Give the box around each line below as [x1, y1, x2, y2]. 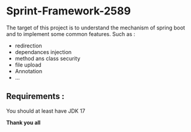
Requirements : [6, 91, 65, 101]
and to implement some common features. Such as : [6, 30, 136, 37]
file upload [14, 61, 42, 68]
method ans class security [14, 55, 80, 62]
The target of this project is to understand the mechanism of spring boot [6, 24, 185, 31]
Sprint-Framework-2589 [6, 4, 131, 18]
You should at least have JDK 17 [6, 107, 85, 115]
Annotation [14, 67, 43, 74]
